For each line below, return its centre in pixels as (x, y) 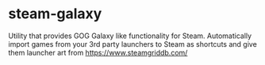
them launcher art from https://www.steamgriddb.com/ (98, 52)
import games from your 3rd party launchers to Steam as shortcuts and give (133, 44)
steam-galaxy (55, 14)
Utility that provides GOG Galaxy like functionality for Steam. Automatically (130, 36)
